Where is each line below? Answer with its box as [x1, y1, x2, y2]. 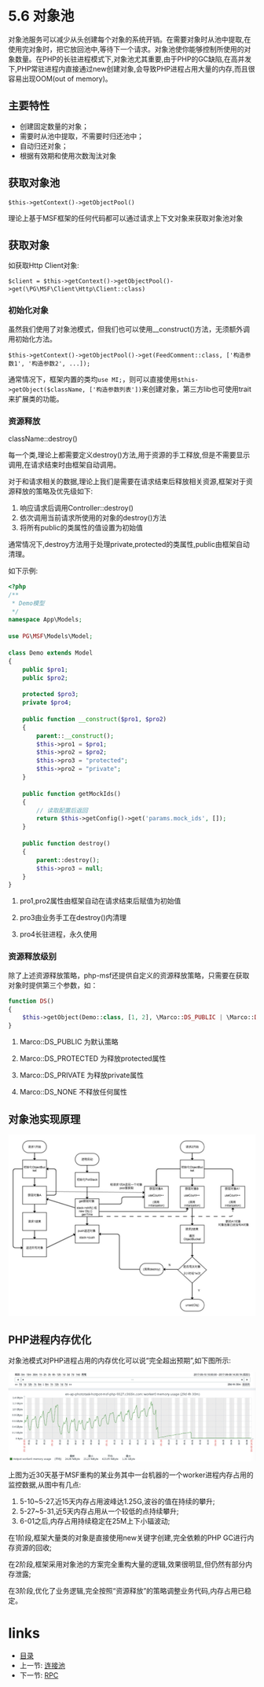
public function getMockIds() [22, 790, 122, 798]
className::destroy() [8, 434, 78, 443]
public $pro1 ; [22, 666, 68, 673]
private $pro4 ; [22, 699, 72, 707]
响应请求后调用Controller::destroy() [19, 503, 134, 512]
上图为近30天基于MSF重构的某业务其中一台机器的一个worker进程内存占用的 [8, 1470, 254, 1480]
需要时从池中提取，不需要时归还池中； [19, 131, 144, 141]
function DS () [8, 997, 55, 1005]
